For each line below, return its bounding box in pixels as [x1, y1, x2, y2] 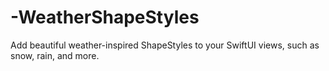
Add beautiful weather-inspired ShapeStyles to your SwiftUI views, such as [10, 39, 320, 51]
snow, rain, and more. [10, 49, 100, 61]
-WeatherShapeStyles [10, 6, 200, 29]
